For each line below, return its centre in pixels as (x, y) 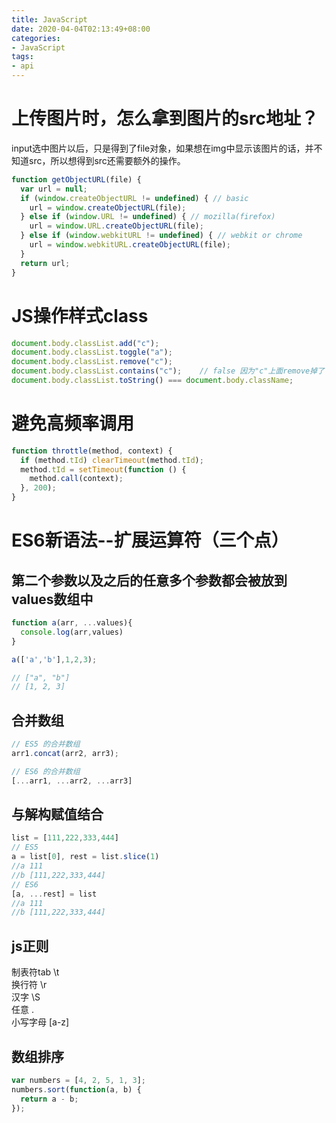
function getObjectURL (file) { (76, 179)
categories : (36, 38)
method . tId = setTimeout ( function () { (103, 469)
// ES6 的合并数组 (46, 771)
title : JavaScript (49, 19)
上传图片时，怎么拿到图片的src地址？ (165, 118)
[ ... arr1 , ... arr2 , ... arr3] (72, 781)
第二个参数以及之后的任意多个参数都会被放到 (149, 580)
